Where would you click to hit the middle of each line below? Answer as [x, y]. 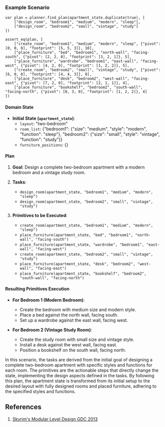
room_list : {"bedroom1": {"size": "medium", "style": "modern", [83, 129]
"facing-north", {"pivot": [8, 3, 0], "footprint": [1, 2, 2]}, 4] [76, 92]
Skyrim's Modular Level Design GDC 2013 [55, 419]
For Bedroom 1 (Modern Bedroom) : [49, 300]
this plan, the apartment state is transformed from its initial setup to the [78, 381]
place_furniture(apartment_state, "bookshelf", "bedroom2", [83, 273]
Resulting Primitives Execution [37, 289]
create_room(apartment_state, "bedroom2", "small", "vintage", [86, 254]
